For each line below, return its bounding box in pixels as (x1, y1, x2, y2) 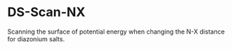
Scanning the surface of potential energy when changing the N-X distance (7, 27, 225, 36)
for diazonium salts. (7, 34, 65, 43)
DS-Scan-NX (7, 4, 86, 20)
